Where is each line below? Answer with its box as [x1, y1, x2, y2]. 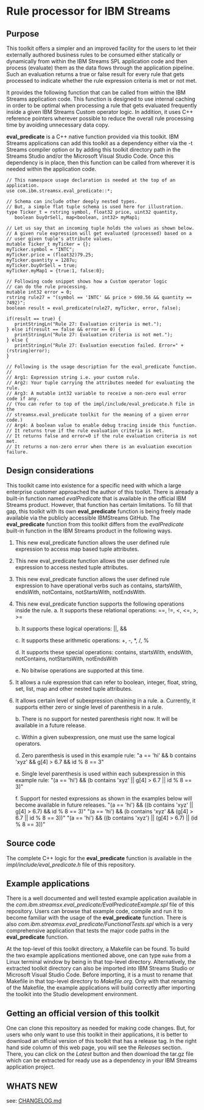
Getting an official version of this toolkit [6, 1008, 160, 1019]
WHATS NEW [6, 1081, 58, 1091]
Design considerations [6, 465, 94, 476]
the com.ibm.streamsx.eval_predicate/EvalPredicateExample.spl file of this [6, 901, 195, 908]
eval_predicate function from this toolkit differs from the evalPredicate [6, 520, 184, 528]
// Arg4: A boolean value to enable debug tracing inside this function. [6, 422, 198, 428]
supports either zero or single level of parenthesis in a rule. [15, 703, 163, 710]
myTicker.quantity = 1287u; [6, 257, 78, 263]
